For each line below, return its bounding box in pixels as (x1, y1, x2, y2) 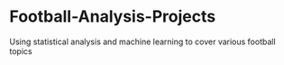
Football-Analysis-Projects (9, 6, 216, 27)
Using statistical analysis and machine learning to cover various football (9, 36, 277, 47)
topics (9, 45, 33, 56)
